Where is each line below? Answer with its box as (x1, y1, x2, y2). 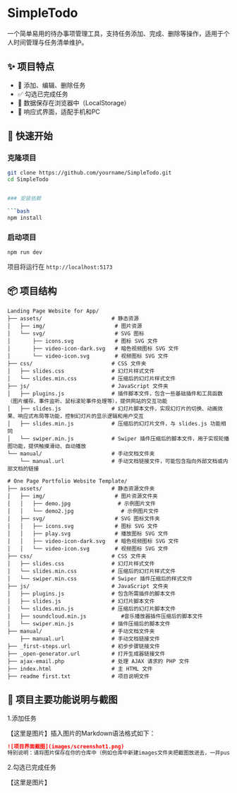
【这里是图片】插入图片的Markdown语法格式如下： (7, 729, 156, 737)
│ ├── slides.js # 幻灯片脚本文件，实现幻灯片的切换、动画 (7, 405, 218, 412)
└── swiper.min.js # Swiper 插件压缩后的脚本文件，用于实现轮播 (20, 435, 229, 442)
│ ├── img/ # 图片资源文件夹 (7, 493, 158, 500)
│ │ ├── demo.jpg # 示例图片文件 (7, 500, 157, 507)
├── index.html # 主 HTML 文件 (7, 665, 153, 672)
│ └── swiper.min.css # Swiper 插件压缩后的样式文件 (7, 575, 193, 582)
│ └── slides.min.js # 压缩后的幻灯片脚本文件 (7, 605, 176, 612)
